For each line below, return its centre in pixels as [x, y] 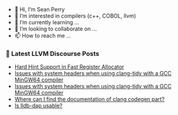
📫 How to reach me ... [43, 36]
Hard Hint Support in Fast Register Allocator [69, 67]
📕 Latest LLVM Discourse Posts [53, 54]
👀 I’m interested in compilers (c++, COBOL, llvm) [75, 16]
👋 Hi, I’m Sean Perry [39, 9]
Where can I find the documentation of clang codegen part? [89, 99]
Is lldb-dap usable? [39, 106]
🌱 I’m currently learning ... [47, 22]
